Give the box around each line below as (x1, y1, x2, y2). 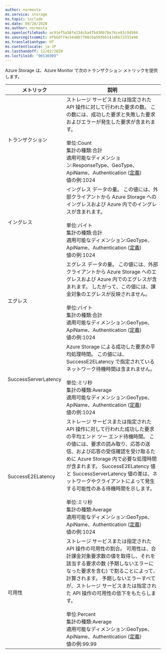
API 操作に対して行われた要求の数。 (66, 104, 150, 110)
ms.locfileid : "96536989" (5, 53, 58, 58)
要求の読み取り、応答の (91, 440, 146, 447)
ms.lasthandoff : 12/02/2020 (5, 49, 63, 54)
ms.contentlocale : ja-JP (5, 44, 56, 49)
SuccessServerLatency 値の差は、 (72, 470, 153, 477)
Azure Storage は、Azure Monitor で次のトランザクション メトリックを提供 (5, 67, 158, 73)
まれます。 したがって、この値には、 (66, 283, 151, 290)
